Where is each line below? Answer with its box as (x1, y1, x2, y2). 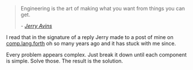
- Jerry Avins (20, 23, 52, 29)
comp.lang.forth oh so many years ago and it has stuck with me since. (6, 40, 177, 47)
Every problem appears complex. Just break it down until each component (6, 51, 187, 58)
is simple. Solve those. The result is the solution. (6, 58, 124, 64)
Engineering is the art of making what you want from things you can (20, 5, 185, 12)
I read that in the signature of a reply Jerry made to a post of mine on (6, 34, 174, 40)
